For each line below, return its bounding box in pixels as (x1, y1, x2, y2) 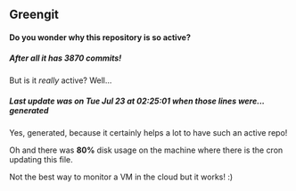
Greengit (9, 7, 60, 22)
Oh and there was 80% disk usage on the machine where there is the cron (9, 145, 284, 155)
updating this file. (9, 154, 73, 164)
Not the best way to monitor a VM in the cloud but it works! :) (9, 171, 234, 182)
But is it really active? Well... (9, 75, 112, 86)
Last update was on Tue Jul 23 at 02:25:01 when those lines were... (9, 95, 265, 106)
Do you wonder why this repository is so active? (9, 31, 192, 43)
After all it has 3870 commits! (9, 53, 122, 63)
